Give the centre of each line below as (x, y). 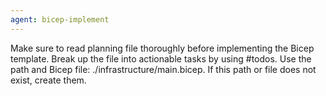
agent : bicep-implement (60, 19)
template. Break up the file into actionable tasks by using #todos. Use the (161, 58)
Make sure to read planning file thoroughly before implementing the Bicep (162, 48)
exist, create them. (48, 80)
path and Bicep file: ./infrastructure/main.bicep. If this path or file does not (163, 69)
